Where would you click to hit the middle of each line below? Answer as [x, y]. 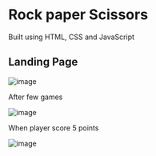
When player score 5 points [54, 128]
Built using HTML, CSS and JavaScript [71, 37]
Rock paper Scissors [78, 15]
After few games [36, 97]
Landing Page [43, 62]
